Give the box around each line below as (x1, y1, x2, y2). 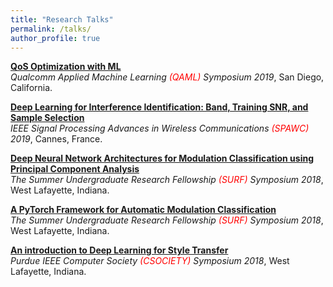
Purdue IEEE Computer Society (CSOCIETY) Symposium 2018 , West (10, 255, 290, 267)
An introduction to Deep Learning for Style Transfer (10, 244, 229, 256)
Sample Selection (10, 112, 85, 124)
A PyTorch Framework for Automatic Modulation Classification (10, 204, 277, 216)
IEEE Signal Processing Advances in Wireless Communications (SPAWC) (10, 122, 310, 135)
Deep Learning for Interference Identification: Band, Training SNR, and (10, 101, 309, 113)
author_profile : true (10, 33, 101, 43)
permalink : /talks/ (10, 24, 92, 34)
